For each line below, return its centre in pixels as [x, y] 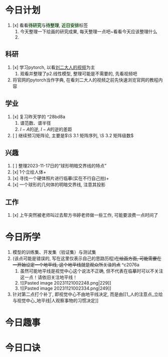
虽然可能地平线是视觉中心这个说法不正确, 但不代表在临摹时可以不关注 [92, 271]
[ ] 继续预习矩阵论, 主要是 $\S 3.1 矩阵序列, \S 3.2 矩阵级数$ [73, 135]
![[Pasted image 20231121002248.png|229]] [65, 283]
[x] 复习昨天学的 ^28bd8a [39, 117]
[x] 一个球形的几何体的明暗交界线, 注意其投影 [59, 185]
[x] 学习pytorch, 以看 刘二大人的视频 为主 [54, 67]
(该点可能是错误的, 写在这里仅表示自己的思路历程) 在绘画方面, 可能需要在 [87, 258]
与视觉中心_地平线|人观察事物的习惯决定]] [55, 301]
